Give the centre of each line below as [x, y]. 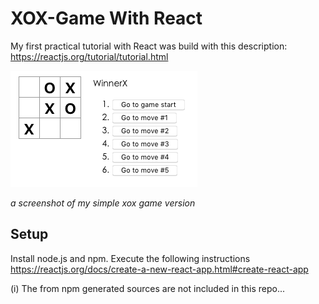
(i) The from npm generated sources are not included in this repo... [148, 288]
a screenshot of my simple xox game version [103, 203]
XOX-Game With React [106, 18]
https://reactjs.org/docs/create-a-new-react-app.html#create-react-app [159, 269]
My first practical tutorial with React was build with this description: [149, 46]
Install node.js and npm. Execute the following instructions [130, 258]
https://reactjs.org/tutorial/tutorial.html [89, 56]
